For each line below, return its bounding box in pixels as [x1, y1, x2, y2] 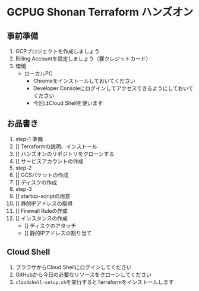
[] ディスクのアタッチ [24, 222, 77, 229]
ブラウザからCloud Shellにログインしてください [15, 263, 132, 270]
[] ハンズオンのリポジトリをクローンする [15, 150, 115, 157]
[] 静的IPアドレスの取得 [15, 200, 73, 207]
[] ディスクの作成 [15, 178, 57, 186]
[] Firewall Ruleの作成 [15, 207, 68, 214]
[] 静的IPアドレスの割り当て [24, 229, 92, 236]
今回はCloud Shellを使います [33, 100, 103, 107]
